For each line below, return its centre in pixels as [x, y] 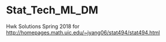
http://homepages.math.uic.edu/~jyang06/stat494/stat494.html [83, 32]
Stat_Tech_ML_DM [52, 10]
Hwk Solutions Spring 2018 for [43, 26]
